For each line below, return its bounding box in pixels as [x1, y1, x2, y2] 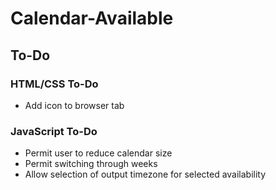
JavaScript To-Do [10, 124, 98, 138]
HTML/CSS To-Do [10, 77, 99, 91]
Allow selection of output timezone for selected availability [24, 168, 267, 181]
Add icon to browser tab [24, 99, 125, 111]
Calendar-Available [10, 7, 174, 30]
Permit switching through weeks [24, 158, 158, 170]
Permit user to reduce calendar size [24, 147, 173, 159]
